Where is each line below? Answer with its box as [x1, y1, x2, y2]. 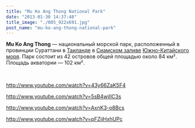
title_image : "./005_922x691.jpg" [6, 19, 90, 25]
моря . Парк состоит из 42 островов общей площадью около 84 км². [6, 53, 177, 60]
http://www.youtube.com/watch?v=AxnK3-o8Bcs [6, 104, 124, 111]
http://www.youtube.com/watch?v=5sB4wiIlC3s [6, 93, 121, 100]
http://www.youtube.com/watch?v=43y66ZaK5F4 [6, 82, 126, 89]
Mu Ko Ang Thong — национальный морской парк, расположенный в [6, 41, 180, 48]
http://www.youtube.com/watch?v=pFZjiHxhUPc [6, 116, 123, 123]
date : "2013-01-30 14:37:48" [6, 14, 77, 20]
